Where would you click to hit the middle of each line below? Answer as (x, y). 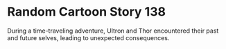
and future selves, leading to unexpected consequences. (88, 37)
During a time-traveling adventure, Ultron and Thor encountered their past (113, 31)
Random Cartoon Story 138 (87, 12)
